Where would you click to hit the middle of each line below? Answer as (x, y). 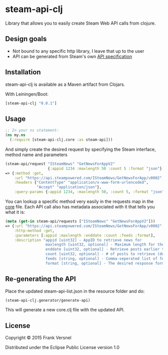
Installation (23, 72)
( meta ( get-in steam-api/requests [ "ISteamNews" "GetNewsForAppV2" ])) (80, 221)
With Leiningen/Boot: (27, 94)
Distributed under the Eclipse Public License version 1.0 (62, 347)
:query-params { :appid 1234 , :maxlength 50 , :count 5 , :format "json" (89, 192)
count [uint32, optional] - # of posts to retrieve (100, 254)
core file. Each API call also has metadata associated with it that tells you (80, 207)
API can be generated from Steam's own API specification (72, 56)
